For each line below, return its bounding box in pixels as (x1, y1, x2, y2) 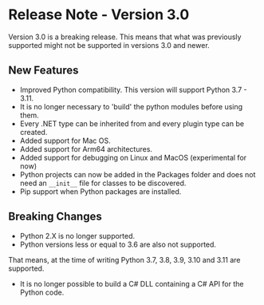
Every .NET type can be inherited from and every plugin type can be (19, 118, 245, 129)
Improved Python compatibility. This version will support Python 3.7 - (19, 85, 247, 94)
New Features (8, 64, 79, 77)
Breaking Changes (8, 210, 102, 224)
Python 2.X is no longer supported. (19, 231, 136, 240)
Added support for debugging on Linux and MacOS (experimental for (19, 152, 247, 162)
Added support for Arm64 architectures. (19, 144, 153, 153)
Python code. (19, 287, 65, 297)
